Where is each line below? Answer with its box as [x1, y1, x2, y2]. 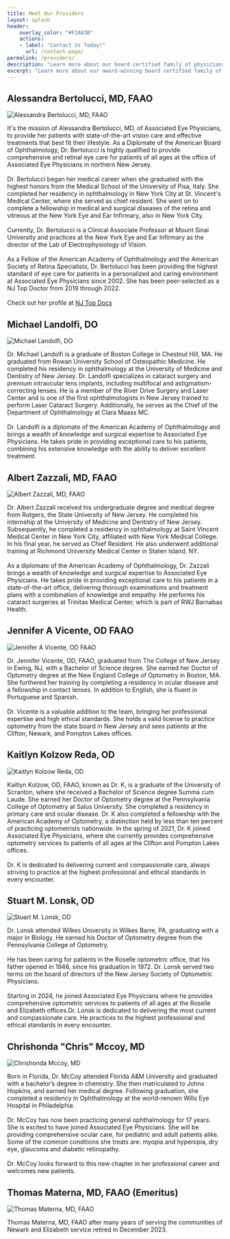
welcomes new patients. [7, 1167, 76, 1175]
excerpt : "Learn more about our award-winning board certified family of [7, 67, 222, 74]
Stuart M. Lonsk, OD [7, 894, 94, 906]
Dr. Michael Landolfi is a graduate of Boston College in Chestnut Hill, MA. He [7, 350, 222, 358]
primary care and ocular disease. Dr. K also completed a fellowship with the [7, 810, 220, 818]
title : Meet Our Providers [7, 10, 84, 17]
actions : [19, 36, 44, 42]
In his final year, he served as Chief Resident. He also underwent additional [7, 539, 219, 548]
